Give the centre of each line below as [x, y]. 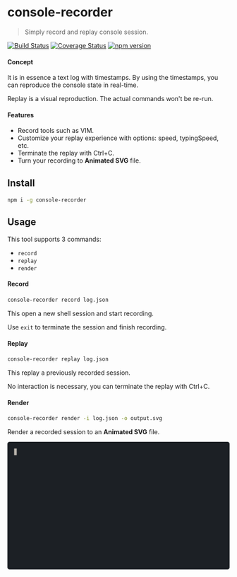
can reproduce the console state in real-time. [73, 85]
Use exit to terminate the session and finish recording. [87, 327]
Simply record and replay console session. [86, 32]
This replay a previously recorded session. [69, 373]
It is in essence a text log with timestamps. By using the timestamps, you [113, 78]
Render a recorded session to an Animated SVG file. [84, 432]
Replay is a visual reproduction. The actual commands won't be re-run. [110, 99]
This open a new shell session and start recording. [80, 313]
